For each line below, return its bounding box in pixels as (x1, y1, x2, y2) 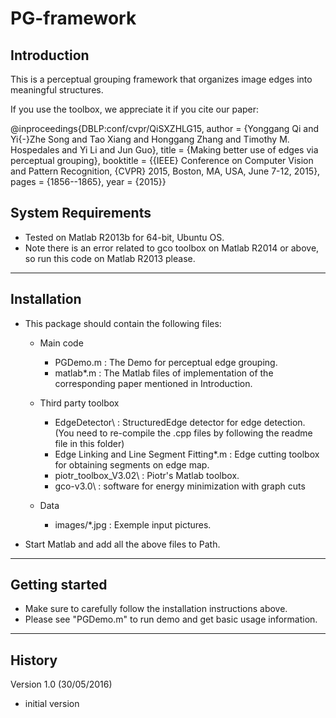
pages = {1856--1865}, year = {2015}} (10, 176, 167, 187)
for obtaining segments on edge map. (54, 458, 210, 471)
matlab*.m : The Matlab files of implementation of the (54, 367, 274, 379)
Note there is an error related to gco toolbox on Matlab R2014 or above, (24, 242, 320, 254)
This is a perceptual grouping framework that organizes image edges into (10, 73, 313, 85)
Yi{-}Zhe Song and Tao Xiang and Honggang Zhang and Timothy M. (10, 133, 290, 145)
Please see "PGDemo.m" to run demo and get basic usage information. (24, 613, 318, 626)
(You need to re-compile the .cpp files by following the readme (54, 427, 313, 439)
